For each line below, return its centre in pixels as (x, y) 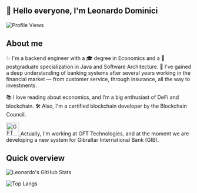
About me (24, 44)
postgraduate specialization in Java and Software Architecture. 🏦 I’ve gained (99, 66)
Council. (16, 114)
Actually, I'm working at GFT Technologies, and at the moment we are (105, 134)
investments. (21, 85)
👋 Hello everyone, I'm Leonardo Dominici (82, 11)
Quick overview (36, 159)
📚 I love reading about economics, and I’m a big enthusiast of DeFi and (93, 97)
